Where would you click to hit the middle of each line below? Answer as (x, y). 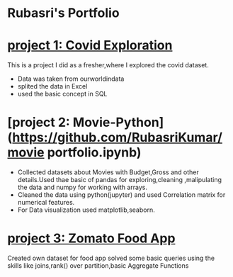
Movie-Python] (118, 123)
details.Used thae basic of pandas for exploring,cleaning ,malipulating (119, 180)
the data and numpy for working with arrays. (82, 187)
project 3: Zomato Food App (91, 238)
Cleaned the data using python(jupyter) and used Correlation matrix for (121, 195)
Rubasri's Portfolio (63, 13)
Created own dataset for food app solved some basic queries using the (111, 258)
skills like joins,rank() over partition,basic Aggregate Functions (98, 266)
